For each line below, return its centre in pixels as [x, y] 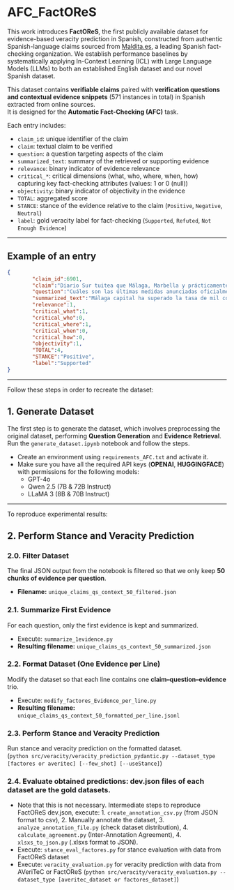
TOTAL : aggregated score [53, 198]
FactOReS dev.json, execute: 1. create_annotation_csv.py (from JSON [117, 813]
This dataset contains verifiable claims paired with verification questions [114, 89]
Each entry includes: [37, 125]
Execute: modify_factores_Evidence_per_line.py [87, 700]
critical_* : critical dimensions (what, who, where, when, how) [108, 176]
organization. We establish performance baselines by [111, 54]
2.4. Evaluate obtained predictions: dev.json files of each [106, 781]
